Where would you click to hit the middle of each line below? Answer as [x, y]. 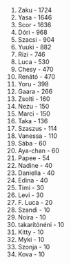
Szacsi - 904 [36, 40]
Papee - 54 [34, 158]
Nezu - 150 [33, 106]
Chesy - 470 [35, 69]
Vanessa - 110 [38, 136]
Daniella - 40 [36, 173]
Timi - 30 [31, 188]
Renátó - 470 [37, 77]
